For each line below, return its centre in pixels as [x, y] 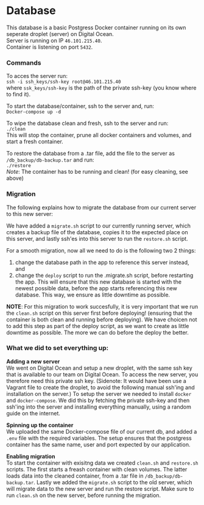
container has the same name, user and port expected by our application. [98, 444]
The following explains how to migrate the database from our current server [101, 207]
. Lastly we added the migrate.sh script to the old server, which [113, 482]
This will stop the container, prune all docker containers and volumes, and [99, 135]
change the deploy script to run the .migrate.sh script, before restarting [104, 275]
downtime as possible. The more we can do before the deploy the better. [97, 332]
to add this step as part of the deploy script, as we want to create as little [98, 326]
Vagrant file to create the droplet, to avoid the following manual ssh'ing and [100, 387]
